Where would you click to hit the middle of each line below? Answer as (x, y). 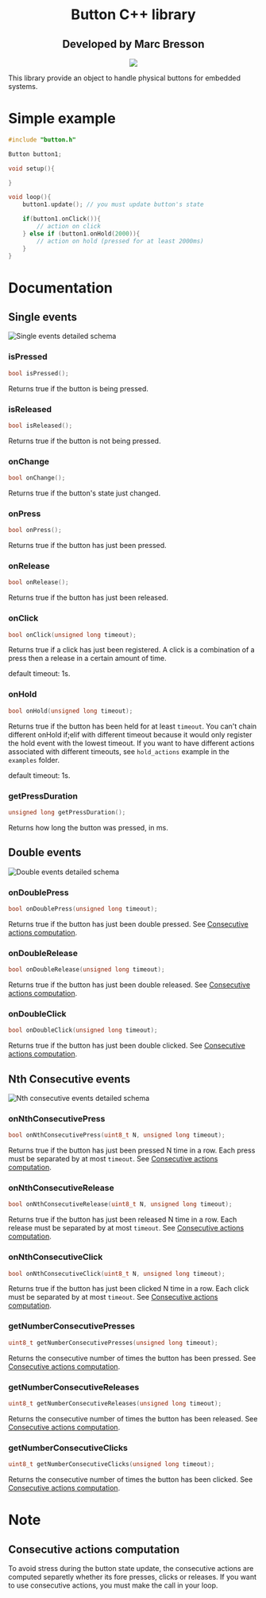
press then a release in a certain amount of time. (87, 659)
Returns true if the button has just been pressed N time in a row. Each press (132, 1150)
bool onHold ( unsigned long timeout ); (71, 711)
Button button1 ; (35, 154)
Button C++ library (133, 15)
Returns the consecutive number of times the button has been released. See (133, 1418)
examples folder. (34, 760)
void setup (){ (32, 169)
